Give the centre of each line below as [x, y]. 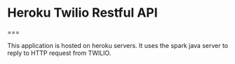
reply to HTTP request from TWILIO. [59, 53]
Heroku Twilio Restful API [82, 13]
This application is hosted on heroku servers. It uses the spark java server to [118, 45]
